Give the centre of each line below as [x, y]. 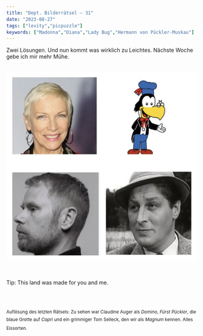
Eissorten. [17, 328]
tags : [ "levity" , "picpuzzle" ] [45, 26]
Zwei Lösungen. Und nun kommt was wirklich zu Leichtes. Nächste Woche [100, 50]
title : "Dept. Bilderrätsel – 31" [50, 13]
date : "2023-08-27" [31, 19]
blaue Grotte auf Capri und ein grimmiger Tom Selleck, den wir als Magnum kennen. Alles [100, 320]
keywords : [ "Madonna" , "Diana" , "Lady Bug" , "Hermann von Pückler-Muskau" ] [100, 32]
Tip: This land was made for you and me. [57, 282]
